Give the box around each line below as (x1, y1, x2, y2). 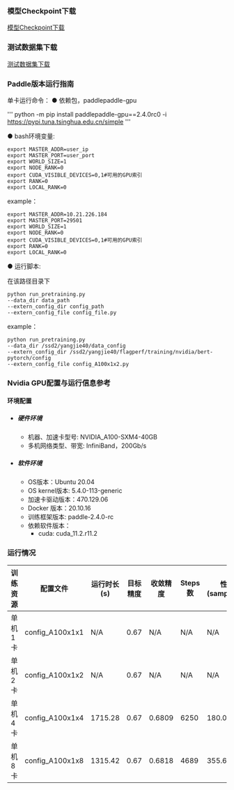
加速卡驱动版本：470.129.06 (27, 495, 109, 504)
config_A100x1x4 (24, 712, 84, 722)
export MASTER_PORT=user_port (7, 152, 95, 159)
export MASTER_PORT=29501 (7, 217, 82, 224)
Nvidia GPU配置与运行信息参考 (7, 378, 111, 388)
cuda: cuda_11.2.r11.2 (38, 529, 97, 538)
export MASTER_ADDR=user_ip (7, 145, 89, 153)
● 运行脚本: (7, 262, 41, 270)
